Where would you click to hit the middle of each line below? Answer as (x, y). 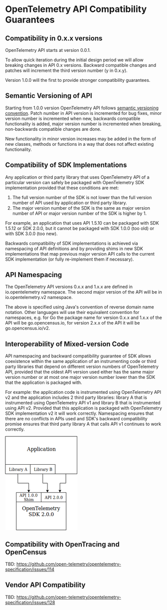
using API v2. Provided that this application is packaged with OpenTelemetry (83, 408)
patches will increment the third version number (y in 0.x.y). (67, 70)
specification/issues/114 (30, 570)
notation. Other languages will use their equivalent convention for (72, 312)
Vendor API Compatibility (45, 585)
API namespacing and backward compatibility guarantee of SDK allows (78, 356)
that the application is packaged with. (44, 382)
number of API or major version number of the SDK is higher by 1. (80, 213)
